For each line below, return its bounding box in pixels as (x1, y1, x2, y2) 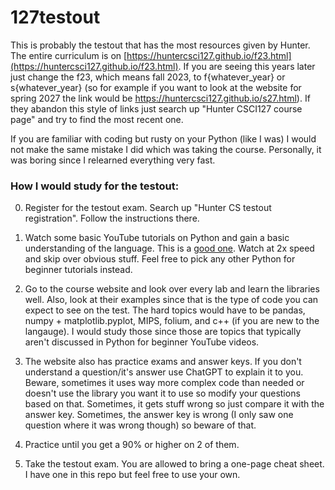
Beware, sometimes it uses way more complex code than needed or (24, 377, 305, 389)
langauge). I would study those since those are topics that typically (24, 326, 302, 338)
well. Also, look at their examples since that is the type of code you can (24, 294, 319, 306)
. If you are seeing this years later (178, 60, 316, 72)
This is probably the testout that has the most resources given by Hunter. (10, 39, 311, 51)
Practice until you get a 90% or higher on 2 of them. (24, 439, 240, 451)
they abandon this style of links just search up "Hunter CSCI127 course (10, 102, 303, 115)
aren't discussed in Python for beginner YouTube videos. (24, 336, 260, 348)
